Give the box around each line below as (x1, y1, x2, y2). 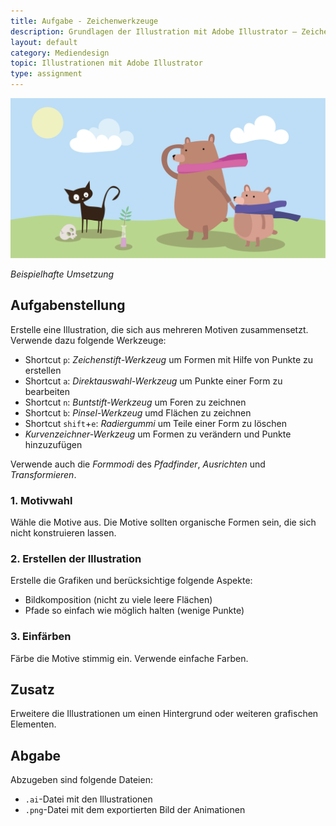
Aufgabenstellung (10, 297, 126, 314)
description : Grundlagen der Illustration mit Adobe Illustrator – (10, 26, 298, 37)
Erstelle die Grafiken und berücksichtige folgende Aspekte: (10, 575, 253, 587)
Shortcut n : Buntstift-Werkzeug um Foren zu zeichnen (24, 396, 247, 408)
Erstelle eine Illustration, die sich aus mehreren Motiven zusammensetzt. (10, 323, 309, 335)
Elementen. (10, 718, 57, 730)
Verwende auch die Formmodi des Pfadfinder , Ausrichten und (10, 458, 266, 470)
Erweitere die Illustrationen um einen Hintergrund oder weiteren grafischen (10, 708, 319, 720)
